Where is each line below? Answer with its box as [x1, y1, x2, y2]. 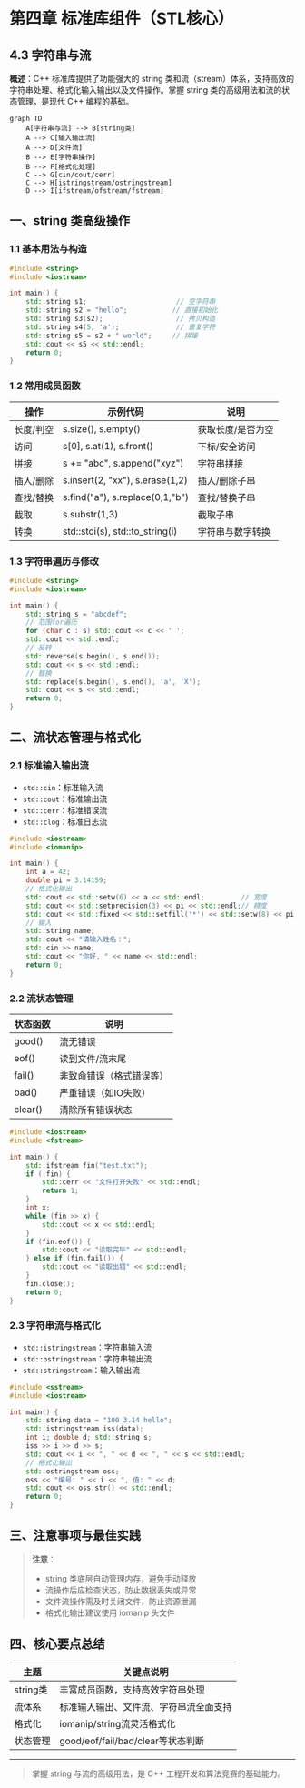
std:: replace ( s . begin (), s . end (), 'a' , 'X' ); [25, 677, 202, 687]
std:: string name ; [25, 927, 95, 936]
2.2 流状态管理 [9, 992, 74, 1005]
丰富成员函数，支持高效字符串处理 [59, 1683, 206, 1696]
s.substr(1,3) [62, 507, 119, 520]
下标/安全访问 [197, 440, 256, 453]
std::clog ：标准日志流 [22, 816, 108, 827]
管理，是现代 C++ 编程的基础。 [16, 96, 134, 106]
